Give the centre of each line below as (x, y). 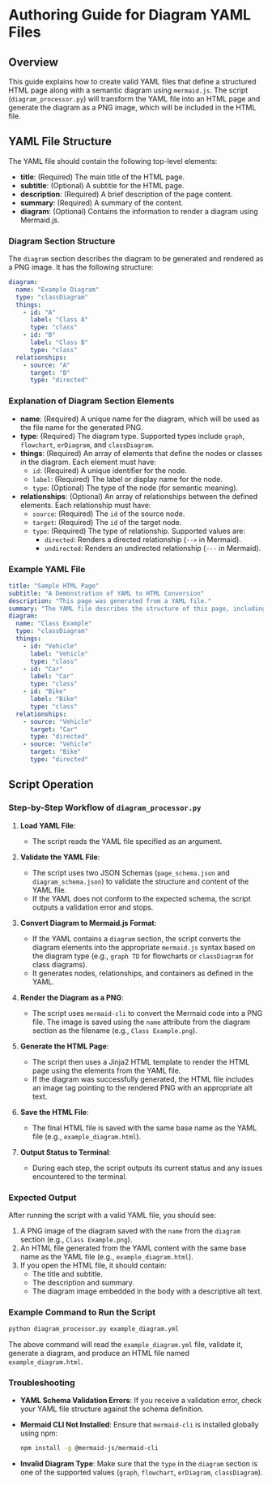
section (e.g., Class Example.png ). (76, 1239)
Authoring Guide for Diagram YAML (130, 15)
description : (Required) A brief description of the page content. (126, 194)
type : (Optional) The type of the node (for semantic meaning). (135, 488)
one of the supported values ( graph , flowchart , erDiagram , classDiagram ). (141, 1472)
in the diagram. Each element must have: (88, 462)
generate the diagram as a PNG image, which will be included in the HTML (132, 108)
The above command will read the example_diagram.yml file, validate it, (125, 1345)
